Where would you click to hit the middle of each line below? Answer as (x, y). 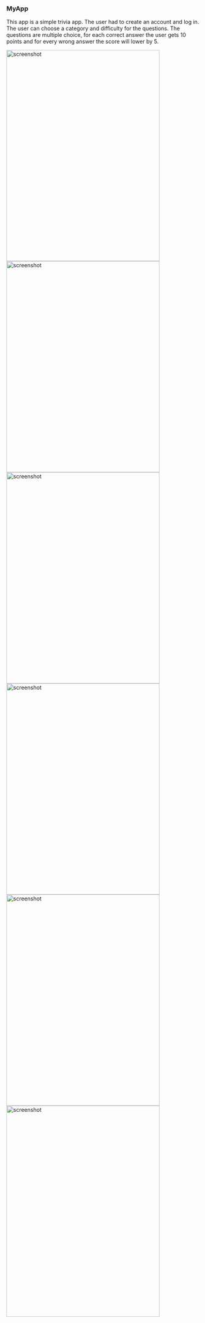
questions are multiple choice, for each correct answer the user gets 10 (96, 35)
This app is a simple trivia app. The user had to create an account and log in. (103, 22)
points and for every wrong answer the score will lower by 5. (83, 42)
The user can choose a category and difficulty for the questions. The (93, 28)
